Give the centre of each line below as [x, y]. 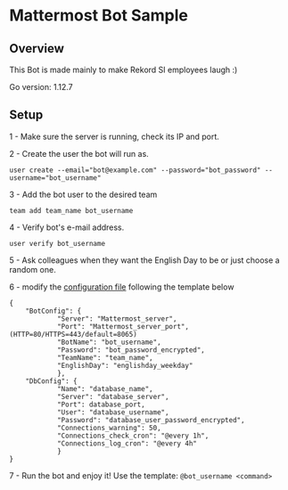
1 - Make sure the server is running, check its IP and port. [115, 136]
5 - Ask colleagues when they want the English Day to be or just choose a [144, 260]
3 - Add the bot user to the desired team [83, 194]
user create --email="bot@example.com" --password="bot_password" [135, 170]
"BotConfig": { [53, 311]
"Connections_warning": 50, [109, 428]
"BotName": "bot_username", [109, 342]
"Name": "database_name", [105, 388]
